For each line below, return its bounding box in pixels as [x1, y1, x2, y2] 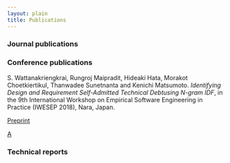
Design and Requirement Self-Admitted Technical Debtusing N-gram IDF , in [7, 88, 223, 97]
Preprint [7, 116, 30, 124]
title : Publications [7, 17, 67, 23]
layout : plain [7, 10, 48, 17]
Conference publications [7, 58, 93, 68]
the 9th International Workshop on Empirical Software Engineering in [7, 95, 203, 104]
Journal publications [7, 39, 78, 49]
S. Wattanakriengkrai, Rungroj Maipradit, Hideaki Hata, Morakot [7, 73, 188, 81]
